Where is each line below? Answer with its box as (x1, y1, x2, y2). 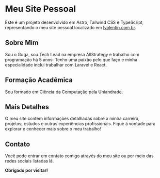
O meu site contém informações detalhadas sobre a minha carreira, (5, 115, 140, 122)
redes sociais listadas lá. (5, 158, 54, 164)
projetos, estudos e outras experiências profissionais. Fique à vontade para (5, 121, 156, 127)
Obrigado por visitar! (5, 167, 48, 173)
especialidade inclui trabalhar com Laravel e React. (5, 62, 107, 67)
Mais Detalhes (5, 103, 49, 111)
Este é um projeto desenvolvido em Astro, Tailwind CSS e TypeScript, (5, 19, 144, 25)
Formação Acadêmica (5, 76, 73, 84)
